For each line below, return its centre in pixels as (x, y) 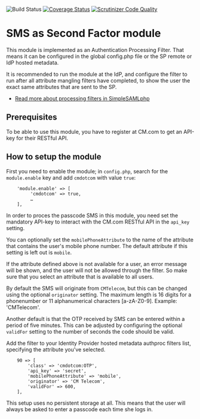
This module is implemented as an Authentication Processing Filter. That (95, 50)
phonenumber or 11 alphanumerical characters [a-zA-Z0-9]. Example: (92, 301)
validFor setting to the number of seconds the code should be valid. (90, 331)
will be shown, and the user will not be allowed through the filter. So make (97, 270)
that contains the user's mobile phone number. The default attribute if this (97, 246)
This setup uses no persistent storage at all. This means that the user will (96, 403)
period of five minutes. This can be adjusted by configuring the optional (94, 325)
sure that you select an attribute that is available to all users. (80, 276)
